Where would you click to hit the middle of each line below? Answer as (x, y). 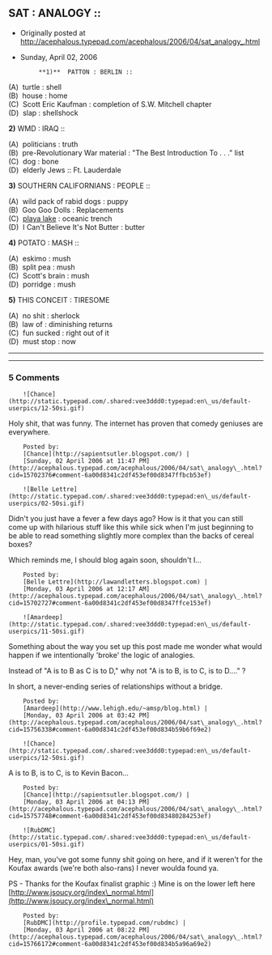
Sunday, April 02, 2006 (59, 57)
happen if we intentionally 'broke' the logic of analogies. (102, 656)
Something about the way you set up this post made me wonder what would (135, 647)
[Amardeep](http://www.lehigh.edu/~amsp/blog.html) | (115, 709)
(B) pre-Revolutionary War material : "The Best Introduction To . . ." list (126, 152)
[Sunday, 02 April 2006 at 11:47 (79, 461)
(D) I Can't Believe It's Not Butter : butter (77, 227)
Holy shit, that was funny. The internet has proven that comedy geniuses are (136, 423)
